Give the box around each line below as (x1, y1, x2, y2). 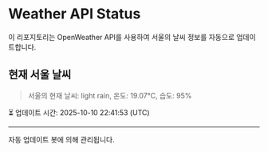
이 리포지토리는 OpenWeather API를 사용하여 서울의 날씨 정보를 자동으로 (8, 32, 235, 42)
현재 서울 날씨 (8, 68, 72, 82)
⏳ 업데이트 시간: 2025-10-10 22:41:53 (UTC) (8, 107, 150, 117)
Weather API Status (8, 5, 141, 23)
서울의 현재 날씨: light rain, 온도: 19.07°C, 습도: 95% (27, 90, 192, 100)
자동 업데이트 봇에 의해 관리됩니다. (8, 134, 115, 144)
